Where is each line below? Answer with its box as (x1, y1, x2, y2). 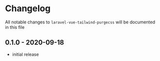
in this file (5, 24, 25, 30)
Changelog (5, 3, 51, 14)
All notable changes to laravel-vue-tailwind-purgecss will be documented (5, 19, 155, 25)
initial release (12, 51, 39, 57)
